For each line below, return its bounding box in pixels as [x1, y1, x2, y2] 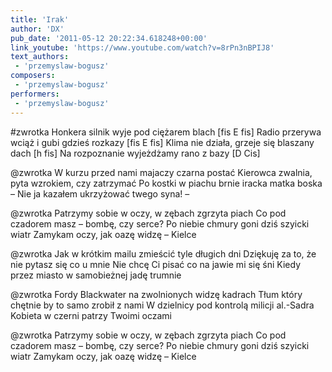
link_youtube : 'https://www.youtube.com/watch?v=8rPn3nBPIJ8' [10, 42, 275, 53]
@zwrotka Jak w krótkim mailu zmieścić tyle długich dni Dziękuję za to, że [10, 247, 317, 260]
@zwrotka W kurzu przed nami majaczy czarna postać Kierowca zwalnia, [10, 166, 313, 178]
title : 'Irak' [10, 14, 70, 25]
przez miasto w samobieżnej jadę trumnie [10, 269, 182, 281]
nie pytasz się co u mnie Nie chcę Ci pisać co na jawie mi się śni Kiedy [10, 258, 302, 270]
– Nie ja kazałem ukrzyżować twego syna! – [10, 187, 190, 200]
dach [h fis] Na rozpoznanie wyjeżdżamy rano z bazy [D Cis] [10, 147, 261, 159]
